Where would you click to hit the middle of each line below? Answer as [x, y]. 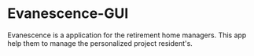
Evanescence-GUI [68, 14]
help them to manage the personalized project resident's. [100, 43]
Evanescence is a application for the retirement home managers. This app [127, 35]
